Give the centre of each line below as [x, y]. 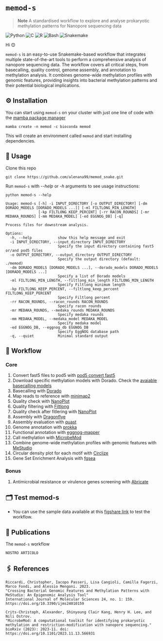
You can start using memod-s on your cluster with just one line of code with [80, 112]
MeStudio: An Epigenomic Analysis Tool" [47, 595]
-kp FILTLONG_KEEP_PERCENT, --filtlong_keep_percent [64, 289]
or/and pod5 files [24, 250]
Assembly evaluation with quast [45, 422]
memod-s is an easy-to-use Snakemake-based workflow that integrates [76, 54]
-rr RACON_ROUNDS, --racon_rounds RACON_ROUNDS [59, 302]
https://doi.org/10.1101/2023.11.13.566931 [50, 633]
